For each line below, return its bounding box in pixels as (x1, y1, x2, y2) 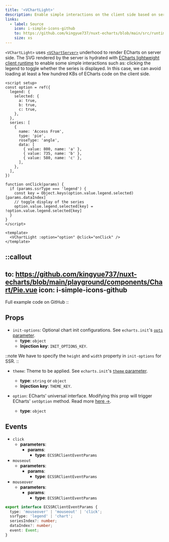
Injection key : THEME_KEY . (20, 383, 72, 389)
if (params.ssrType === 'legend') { (10, 186, 87, 191)
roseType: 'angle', (18, 138, 59, 143)
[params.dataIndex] (5, 195, 46, 200)
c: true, (18, 107, 37, 112)
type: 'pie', (18, 133, 46, 139)
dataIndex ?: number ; (10, 523, 53, 528)
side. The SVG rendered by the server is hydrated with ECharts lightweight (5, 54, 159, 60)
